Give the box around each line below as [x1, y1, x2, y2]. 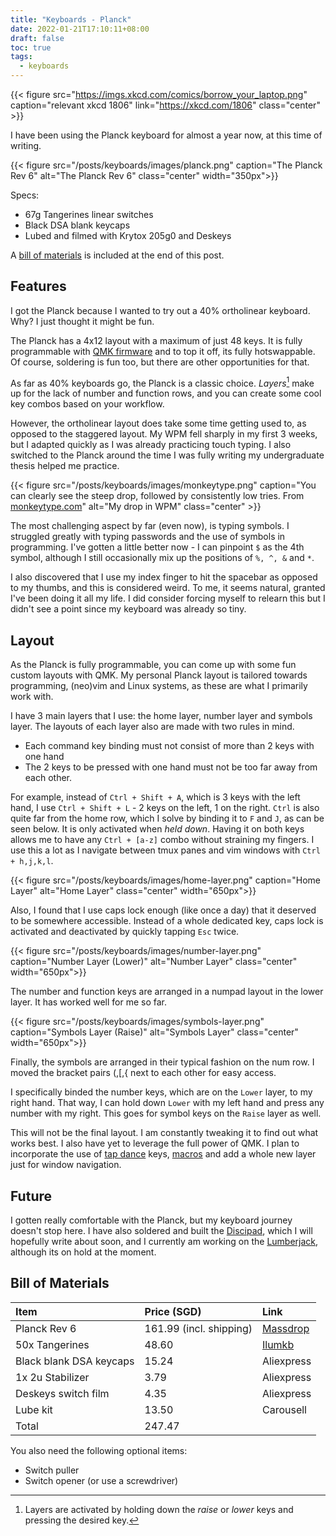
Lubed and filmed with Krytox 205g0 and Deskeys [24, 230, 232, 241]
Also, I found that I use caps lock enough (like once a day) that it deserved [10, 904, 317, 916]
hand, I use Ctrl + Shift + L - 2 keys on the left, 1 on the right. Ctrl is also [10, 802, 320, 814]
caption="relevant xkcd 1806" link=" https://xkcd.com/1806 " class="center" [10, 99, 321, 111]
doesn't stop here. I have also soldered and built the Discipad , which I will [10, 1225, 313, 1237]
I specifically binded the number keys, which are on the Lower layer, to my [10, 1086, 313, 1098]
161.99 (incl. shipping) [144, 1321, 253, 1335]
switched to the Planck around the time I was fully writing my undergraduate [10, 449, 325, 461]
